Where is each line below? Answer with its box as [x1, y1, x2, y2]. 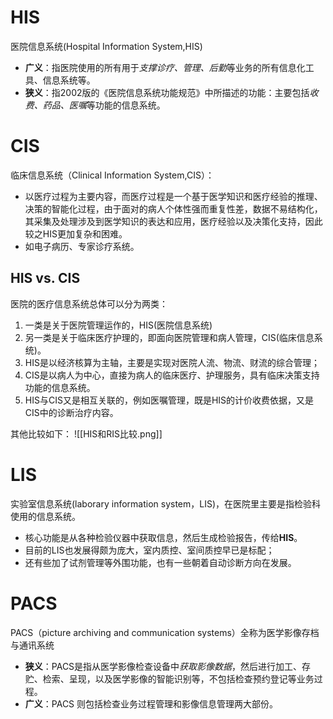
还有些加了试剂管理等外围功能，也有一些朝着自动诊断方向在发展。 [24, 556, 297, 568]
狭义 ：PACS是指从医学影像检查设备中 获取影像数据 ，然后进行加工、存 [24, 660, 312, 672]
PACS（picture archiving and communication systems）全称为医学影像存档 [10, 626, 320, 638]
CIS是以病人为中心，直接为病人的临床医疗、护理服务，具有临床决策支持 [24, 369, 320, 381]
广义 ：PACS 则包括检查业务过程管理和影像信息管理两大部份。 [24, 697, 279, 710]
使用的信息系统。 [10, 510, 81, 522]
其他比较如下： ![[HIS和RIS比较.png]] [10, 427, 163, 440]
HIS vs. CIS [10, 270, 81, 287]
